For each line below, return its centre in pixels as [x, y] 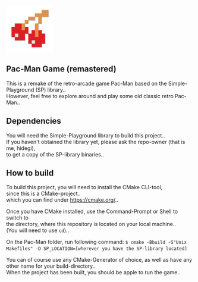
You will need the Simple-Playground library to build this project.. [86, 135]
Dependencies [34, 121]
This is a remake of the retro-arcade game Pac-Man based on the [87, 83]
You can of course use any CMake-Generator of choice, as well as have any [99, 260]
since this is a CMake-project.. [44, 194]
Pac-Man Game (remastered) [62, 69]
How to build [30, 173]
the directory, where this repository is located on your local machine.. [91, 224]
